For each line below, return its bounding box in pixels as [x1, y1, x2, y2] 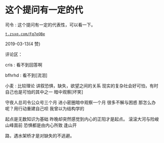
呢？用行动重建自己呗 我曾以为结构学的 [5, 106, 84, 111]
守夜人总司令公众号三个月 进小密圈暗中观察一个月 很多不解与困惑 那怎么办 [5, 99, 156, 105]
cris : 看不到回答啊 [5, 62, 43, 68]
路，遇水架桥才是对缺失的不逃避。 [5, 133, 75, 139]
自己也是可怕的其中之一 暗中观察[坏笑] [5, 89, 83, 95]
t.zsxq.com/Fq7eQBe [5, 32, 45, 36]
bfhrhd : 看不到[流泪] [5, 72, 48, 78]
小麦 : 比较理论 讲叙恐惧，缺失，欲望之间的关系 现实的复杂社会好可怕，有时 [5, 82, 159, 89]
